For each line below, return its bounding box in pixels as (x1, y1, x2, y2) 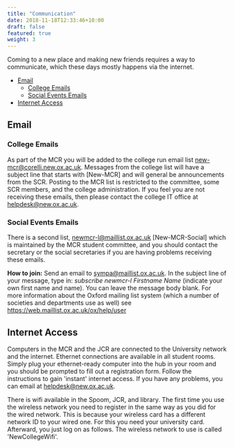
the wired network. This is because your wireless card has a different (7, 410, 205, 419)
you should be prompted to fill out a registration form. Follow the (7, 367, 192, 375)
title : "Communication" (7, 10, 77, 17)
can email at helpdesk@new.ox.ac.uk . (7, 382, 116, 390)
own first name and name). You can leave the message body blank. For (7, 284, 211, 292)
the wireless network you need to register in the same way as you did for (7, 403, 217, 411)
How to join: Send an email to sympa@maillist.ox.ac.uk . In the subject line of (7, 269, 227, 278)
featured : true (7, 29, 52, 37)
